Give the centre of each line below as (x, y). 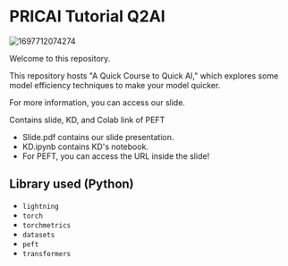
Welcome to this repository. (60, 58)
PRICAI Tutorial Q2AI (87, 17)
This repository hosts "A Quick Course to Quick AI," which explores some (144, 75)
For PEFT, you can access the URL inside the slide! (116, 156)
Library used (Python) (72, 184)
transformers (47, 254)
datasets (38, 235)
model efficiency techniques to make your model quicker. (115, 85)
